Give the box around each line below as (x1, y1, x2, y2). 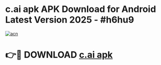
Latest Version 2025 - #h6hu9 (5, 14, 134, 25)
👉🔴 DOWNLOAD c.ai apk (5, 49, 113, 60)
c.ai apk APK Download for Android (5, 3, 156, 15)
